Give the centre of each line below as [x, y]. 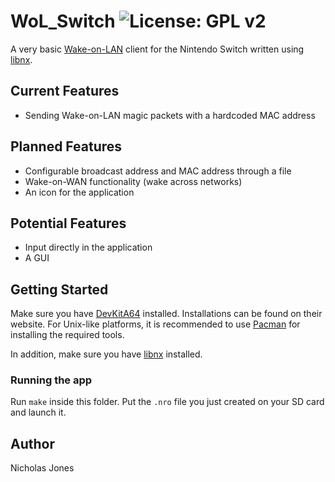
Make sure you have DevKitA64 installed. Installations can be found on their [166, 314]
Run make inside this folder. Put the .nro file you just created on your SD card [167, 402]
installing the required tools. [67, 335]
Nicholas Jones [42, 468]
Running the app [51, 380]
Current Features [65, 91]
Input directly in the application [88, 247]
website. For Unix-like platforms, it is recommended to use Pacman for [155, 324]
